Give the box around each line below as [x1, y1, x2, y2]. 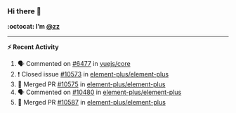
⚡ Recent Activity [7, 43, 59, 51]
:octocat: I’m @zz [7, 22, 60, 31]
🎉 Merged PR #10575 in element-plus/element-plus [17, 80, 166, 88]
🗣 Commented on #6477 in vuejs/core [17, 60, 131, 68]
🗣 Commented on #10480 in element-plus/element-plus [17, 88, 182, 97]
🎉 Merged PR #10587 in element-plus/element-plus [17, 98, 166, 107]
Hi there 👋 [7, 6, 42, 16]
